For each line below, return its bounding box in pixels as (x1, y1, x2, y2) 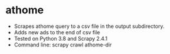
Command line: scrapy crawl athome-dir (14, 41, 112, 48)
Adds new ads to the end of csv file (14, 28, 101, 35)
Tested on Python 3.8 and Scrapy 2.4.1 (14, 35, 108, 42)
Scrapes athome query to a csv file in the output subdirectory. (14, 23, 165, 30)
